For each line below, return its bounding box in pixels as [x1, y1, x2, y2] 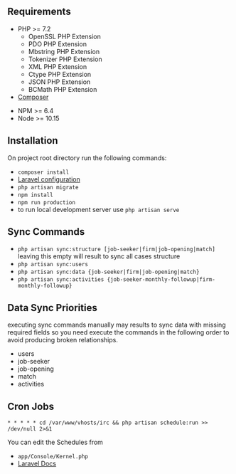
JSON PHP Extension [28, 78, 91, 86]
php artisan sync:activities [17, 276, 104, 283]
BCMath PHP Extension [28, 85, 97, 93]
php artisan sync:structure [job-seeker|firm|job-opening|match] [17, 246, 215, 253]
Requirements [7, 6, 71, 18]
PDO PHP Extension [28, 39, 87, 48]
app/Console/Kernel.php [17, 453, 89, 460]
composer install [17, 169, 70, 176]
